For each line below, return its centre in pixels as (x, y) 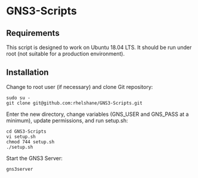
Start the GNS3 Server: (34, 158)
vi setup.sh (21, 136)
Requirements (33, 33)
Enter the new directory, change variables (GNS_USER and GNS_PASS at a (98, 114)
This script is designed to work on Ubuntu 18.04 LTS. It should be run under (99, 47)
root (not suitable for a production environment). (66, 54)
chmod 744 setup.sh (30, 142)
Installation (27, 73)
